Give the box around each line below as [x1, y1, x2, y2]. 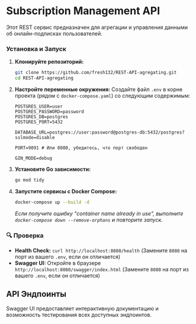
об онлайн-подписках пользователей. [6, 30, 102, 37]
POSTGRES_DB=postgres [14, 114, 68, 119]
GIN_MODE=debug [14, 155, 53, 161]
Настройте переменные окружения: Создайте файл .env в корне [14, 86, 183, 93]
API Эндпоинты [6, 289, 67, 299]
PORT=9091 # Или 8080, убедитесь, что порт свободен [14, 145, 148, 151]
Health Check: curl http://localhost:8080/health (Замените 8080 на [14, 247, 188, 254]
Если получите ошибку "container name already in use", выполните [14, 210, 184, 217]
